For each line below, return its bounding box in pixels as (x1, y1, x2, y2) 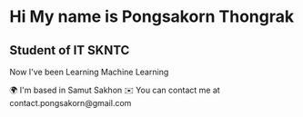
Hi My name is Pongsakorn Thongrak (9, 6, 294, 27)
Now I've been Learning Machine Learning (9, 66, 169, 77)
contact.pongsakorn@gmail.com (9, 98, 132, 108)
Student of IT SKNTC (9, 43, 130, 58)
